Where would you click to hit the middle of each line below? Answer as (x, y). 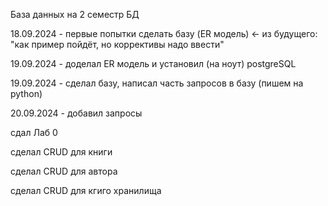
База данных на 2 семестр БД (75, 14)
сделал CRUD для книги (61, 152)
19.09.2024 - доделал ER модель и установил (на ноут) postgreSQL (153, 63)
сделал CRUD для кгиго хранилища (86, 190)
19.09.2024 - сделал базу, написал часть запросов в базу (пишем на (157, 83)
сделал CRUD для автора (64, 171)
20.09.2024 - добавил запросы (76, 113)
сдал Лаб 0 (34, 132)
